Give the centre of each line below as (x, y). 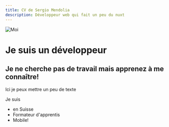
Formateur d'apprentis (36, 114)
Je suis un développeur (56, 50)
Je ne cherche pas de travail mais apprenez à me (85, 69)
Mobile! (21, 120)
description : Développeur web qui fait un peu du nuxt (65, 15)
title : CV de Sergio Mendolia (38, 10)
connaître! (22, 77)
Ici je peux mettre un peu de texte (41, 89)
